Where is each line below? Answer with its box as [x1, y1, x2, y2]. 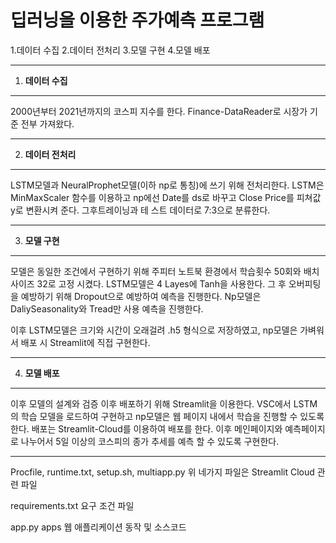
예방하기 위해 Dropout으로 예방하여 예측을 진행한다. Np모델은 [20, 290, 262, 302]
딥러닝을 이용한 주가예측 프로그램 [10, 9, 265, 32]
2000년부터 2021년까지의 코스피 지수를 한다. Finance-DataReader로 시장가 [10, 105, 308, 117]
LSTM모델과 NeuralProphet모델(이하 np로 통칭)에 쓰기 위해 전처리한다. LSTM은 [10, 179, 325, 191]
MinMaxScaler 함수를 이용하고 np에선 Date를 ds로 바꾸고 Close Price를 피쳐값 [10, 191, 322, 203]
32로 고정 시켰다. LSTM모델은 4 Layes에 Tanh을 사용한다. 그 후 [36, 277, 287, 290]
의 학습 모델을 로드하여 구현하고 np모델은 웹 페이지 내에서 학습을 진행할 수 [10, 410, 298, 422]
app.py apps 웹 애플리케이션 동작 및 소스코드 [10, 521, 187, 533]
